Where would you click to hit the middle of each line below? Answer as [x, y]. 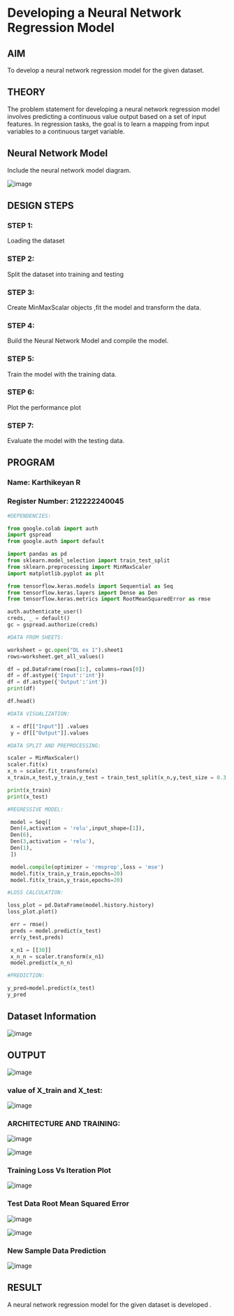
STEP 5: [21, 359]
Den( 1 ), [21, 848]
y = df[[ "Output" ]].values [50, 733]
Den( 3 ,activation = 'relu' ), [53, 841]
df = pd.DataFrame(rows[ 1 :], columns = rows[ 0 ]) [76, 669]
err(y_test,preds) [37, 937]
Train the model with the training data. [62, 374]
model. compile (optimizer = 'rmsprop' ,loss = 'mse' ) [87, 867]
